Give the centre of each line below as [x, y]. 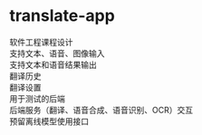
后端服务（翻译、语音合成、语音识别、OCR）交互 [101, 110]
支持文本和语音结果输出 [53, 64]
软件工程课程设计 [41, 42]
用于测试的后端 [37, 98]
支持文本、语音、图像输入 [57, 53]
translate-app [62, 16]
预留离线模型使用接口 [49, 121]
